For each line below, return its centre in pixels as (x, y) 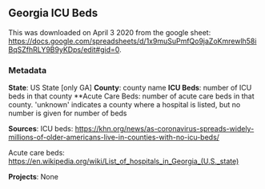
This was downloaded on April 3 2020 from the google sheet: (110, 32)
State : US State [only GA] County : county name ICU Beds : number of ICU (130, 88)
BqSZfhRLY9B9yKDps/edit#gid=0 (64, 49)
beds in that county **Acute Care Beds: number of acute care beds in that (131, 96)
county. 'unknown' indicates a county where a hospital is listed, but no (124, 105)
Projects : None (33, 177)
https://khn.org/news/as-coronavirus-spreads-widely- (165, 129)
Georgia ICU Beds (53, 13)
